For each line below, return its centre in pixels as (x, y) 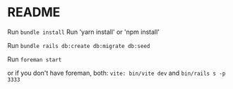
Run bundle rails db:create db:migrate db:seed (79, 45)
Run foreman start (35, 59)
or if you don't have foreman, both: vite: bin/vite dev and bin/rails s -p (116, 73)
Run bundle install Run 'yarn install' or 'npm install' (84, 32)
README (34, 12)
